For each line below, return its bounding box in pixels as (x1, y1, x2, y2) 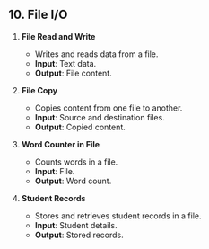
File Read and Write (21, 31, 96, 41)
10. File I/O (8, 7, 68, 22)
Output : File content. (34, 67, 113, 78)
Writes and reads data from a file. (34, 49, 159, 59)
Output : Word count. (34, 175, 112, 186)
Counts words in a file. (34, 156, 118, 167)
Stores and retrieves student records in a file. (34, 210, 202, 221)
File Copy (21, 84, 58, 95)
